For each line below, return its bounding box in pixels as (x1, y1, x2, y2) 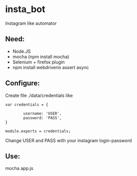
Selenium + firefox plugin (12, 59, 65, 65)
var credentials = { (5, 102, 49, 107)
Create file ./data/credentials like (5, 92, 73, 98)
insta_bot (5, 4, 45, 15)
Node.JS (12, 48, 31, 54)
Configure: (5, 79, 40, 88)
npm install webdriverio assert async (12, 64, 89, 70)
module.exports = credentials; (5, 129, 71, 134)
